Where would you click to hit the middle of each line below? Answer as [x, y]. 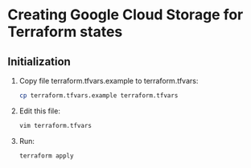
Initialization [39, 61]
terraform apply [46, 156]
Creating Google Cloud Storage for [125, 15]
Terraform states [65, 32]
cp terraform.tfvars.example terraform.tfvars [99, 96]
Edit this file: [40, 111]
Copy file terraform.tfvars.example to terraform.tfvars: [109, 81]
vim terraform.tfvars [55, 125]
